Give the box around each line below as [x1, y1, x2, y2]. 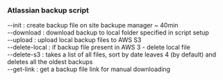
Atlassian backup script [7, 6, 89, 15]
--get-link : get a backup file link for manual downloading [7, 65, 171, 74]
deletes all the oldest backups [7, 58, 93, 66]
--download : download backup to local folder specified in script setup [7, 28, 210, 37]
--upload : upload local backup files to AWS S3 [7, 36, 142, 44]
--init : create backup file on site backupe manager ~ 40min [7, 21, 179, 30]
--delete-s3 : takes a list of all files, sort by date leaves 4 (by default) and [7, 50, 217, 59]
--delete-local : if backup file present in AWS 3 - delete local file [7, 43, 191, 52]
